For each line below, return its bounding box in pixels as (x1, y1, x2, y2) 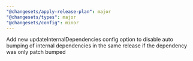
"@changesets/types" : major (6, 14, 77, 20)
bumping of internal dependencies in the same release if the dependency (6, 42, 188, 49)
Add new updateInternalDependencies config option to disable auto (6, 36, 174, 43)
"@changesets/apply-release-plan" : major (6, 8, 111, 15)
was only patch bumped (6, 49, 66, 56)
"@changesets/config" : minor (6, 20, 79, 25)
